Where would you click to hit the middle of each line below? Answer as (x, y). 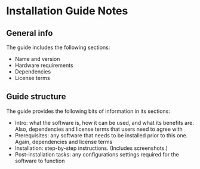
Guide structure (36, 97)
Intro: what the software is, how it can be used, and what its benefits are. (104, 122)
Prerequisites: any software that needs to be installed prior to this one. (101, 135)
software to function (40, 161)
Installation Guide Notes (67, 11)
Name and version (37, 59)
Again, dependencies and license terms (64, 142)
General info (30, 33)
